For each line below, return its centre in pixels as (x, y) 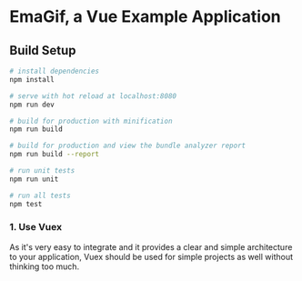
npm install (32, 79)
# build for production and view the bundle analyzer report (128, 146)
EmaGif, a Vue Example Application (146, 17)
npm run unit (34, 179)
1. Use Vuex (35, 227)
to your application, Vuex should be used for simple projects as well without (151, 256)
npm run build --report (55, 155)
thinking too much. (45, 266)
